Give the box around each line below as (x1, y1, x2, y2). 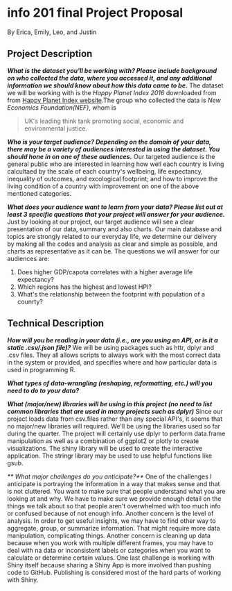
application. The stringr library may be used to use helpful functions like (7, 451, 213, 460)
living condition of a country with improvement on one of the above (7, 182, 199, 190)
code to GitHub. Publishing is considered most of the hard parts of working (7, 568, 222, 576)
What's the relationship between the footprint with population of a (17, 290, 206, 298)
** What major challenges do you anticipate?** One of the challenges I (7, 472, 212, 481)
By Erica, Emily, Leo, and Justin (7, 28, 97, 36)
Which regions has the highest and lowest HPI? (17, 283, 152, 291)
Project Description (7, 48, 93, 60)
